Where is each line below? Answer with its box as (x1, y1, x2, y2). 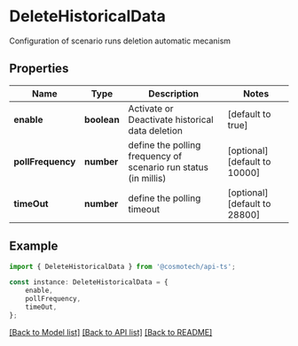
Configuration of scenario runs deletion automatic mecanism (9, 35, 231, 46)
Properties (9, 61, 69, 76)
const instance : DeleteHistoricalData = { (9, 278, 169, 287)
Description (148, 87, 200, 99)
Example (9, 239, 59, 254)
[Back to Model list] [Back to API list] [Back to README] (9, 327, 213, 337)
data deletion (128, 124, 184, 136)
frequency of (128, 150, 183, 162)
